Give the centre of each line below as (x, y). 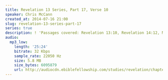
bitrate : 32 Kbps (32, 51)
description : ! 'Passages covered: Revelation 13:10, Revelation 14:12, (82, 33)
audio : (12, 38)
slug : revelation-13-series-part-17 (43, 24)
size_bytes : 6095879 (35, 65)
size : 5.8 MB (28, 61)
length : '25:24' (31, 47)
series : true (19, 28)
